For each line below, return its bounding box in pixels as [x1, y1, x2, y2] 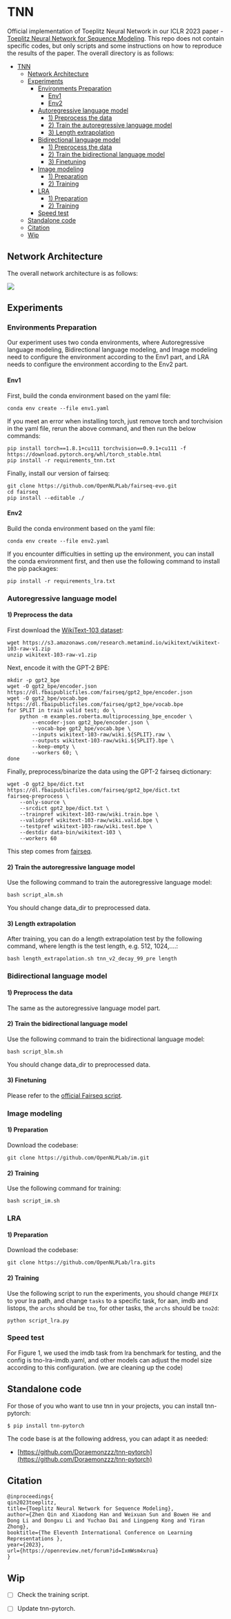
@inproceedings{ [7, 1494, 54, 1500]
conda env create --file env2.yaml [7, 537, 110, 545]
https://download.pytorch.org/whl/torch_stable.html [7, 451, 162, 458]
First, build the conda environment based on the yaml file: [7, 391, 171, 400]
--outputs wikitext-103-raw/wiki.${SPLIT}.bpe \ [32, 737, 174, 744]
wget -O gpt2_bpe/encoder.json [7, 683, 97, 690]
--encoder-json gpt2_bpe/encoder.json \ [32, 718, 150, 726]
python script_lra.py [7, 1317, 70, 1324]
